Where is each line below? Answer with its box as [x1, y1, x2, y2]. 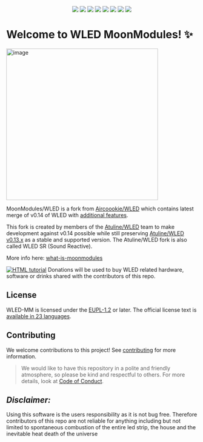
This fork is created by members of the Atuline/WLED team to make [6, 223, 175, 230]
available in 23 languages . [6, 312, 72, 320]
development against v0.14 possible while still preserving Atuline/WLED [6, 229, 185, 236]
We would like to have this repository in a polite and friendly [21, 364, 171, 372]
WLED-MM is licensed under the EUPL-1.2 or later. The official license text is [6, 306, 197, 313]
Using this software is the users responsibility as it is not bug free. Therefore [6, 411, 198, 418]
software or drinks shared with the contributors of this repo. [6, 272, 156, 280]
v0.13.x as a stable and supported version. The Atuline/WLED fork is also [6, 236, 187, 243]
